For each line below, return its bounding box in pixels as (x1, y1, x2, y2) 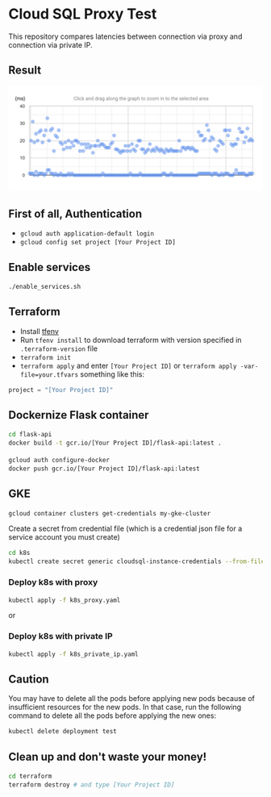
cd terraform (8, 772, 52, 781)
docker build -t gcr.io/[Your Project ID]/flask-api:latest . (8, 439, 222, 448)
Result (8, 64, 42, 77)
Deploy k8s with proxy (8, 577, 98, 588)
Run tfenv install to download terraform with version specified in (19, 335, 242, 344)
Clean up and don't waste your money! (8, 749, 207, 763)
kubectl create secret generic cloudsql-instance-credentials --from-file (8, 557, 265, 565)
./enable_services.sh (8, 283, 81, 291)
